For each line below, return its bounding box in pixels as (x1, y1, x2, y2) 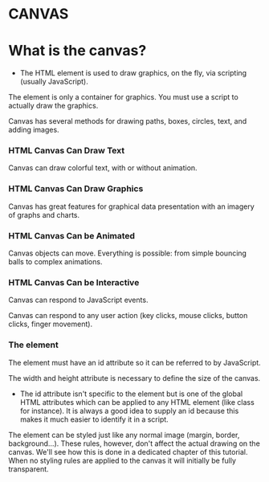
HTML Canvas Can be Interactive (8, 276, 140, 288)
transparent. (8, 464, 50, 474)
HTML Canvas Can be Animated (8, 230, 135, 241)
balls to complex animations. (8, 257, 103, 267)
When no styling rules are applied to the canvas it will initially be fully (8, 455, 237, 465)
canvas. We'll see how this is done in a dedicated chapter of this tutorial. (8, 447, 248, 456)
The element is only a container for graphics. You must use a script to (8, 92, 238, 102)
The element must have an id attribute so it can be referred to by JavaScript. (8, 357, 261, 367)
